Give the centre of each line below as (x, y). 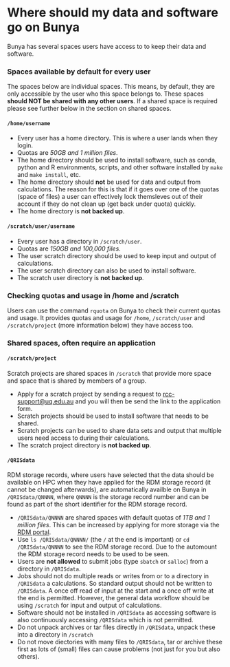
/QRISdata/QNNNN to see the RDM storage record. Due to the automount (117, 547)
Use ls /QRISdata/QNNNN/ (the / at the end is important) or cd (103, 540)
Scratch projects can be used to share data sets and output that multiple (119, 431)
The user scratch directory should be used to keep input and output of (116, 255)
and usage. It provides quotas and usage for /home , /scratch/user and (106, 317)
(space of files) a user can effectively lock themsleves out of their (110, 197)
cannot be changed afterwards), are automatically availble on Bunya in (107, 489)
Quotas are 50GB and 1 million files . (67, 153)
